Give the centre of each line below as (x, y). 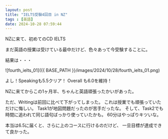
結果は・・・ (18, 60)
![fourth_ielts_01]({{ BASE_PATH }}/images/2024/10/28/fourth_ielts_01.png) (82, 71)
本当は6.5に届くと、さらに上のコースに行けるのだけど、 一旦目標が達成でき (84, 125)
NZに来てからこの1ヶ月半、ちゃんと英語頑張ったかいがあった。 (71, 92)
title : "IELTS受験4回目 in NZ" (36, 15)
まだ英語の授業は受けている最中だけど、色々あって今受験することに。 (78, 50)
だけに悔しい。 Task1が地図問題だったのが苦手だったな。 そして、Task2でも (84, 108)
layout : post (19, 10)
